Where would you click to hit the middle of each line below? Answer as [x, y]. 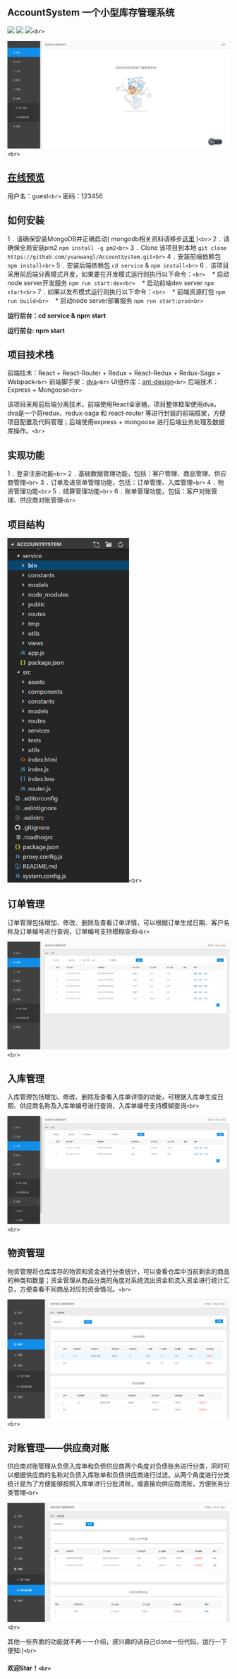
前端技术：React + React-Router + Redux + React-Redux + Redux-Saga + [114, 373]
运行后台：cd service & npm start [57, 315]
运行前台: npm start [36, 330]
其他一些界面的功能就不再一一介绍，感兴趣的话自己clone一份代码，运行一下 [117, 1642]
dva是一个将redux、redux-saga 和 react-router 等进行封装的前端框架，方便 [116, 413]
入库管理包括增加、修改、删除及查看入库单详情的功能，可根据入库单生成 [112, 1097]
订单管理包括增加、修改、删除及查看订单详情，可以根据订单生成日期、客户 [115, 922]
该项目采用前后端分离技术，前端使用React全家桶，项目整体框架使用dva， [114, 404]
